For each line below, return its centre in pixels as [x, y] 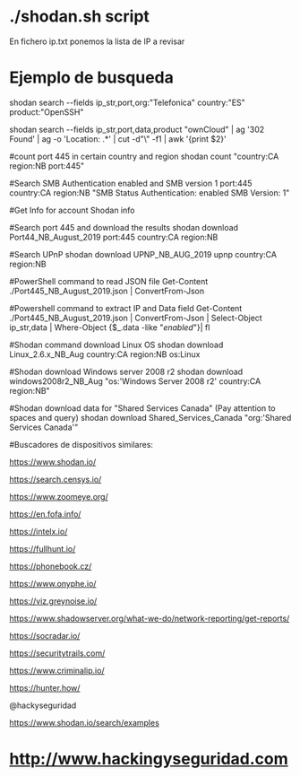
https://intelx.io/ [39, 531]
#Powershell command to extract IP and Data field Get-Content [126, 308]
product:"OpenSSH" [47, 112]
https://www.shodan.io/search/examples [84, 722]
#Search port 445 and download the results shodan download [124, 227]
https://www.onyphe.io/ [53, 583]
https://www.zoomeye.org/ [59, 496]
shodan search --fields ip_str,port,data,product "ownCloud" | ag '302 [137, 129]
